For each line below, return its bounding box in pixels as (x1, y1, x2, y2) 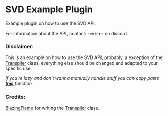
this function (5, 80, 32, 87)
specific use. (5, 65, 32, 72)
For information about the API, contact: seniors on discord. (5, 30, 128, 36)
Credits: (5, 93, 26, 100)
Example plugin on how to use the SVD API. (5, 20, 96, 26)
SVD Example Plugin (5, 4, 93, 15)
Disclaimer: (5, 43, 35, 50)
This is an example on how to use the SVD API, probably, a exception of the (5, 54, 163, 61)
